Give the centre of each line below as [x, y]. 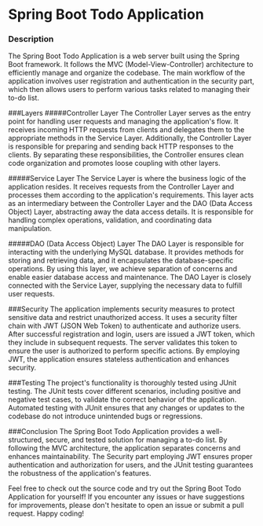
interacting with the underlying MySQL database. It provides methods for [126, 252]
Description [31, 39]
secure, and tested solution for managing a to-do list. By [137, 440]
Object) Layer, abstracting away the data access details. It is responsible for [131, 212]
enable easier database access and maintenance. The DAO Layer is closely [130, 278]
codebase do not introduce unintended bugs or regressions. [105, 416]
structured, [26, 440]
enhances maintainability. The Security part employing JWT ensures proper [130, 457]
